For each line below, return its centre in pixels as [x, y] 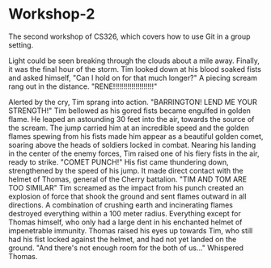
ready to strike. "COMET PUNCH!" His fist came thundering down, [119, 161]
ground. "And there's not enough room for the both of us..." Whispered [126, 248]
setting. [21, 44]
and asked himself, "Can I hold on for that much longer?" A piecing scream [133, 77]
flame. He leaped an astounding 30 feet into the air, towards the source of [131, 119]
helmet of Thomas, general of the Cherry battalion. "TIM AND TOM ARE [128, 179]
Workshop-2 [52, 14]
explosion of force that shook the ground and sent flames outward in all [127, 196]
